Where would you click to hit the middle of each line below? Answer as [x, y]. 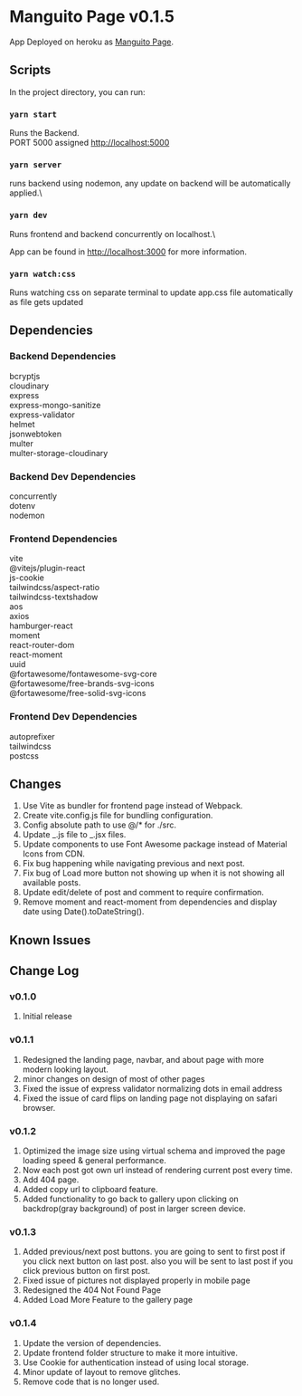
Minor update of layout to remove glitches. [101, 1372]
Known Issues [50, 940]
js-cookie [27, 578]
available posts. [52, 883]
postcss [24, 755]
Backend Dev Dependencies [73, 476]
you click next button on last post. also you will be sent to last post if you [158, 1261]
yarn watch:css [43, 274]
